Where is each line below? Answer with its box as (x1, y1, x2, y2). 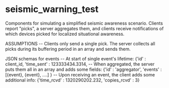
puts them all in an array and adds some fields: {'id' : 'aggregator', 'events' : (5, 66, 162, 72)
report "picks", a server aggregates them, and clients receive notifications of (5, 25, 164, 31)
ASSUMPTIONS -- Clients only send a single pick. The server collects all (5, 40, 155, 46)
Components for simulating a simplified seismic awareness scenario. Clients (5, 20, 163, 26)
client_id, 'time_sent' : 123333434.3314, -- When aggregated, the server (5, 61, 155, 67)
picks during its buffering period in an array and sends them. (5, 46, 131, 52)
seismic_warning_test (5, 4, 99, 15)
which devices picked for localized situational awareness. (5, 31, 125, 37)
